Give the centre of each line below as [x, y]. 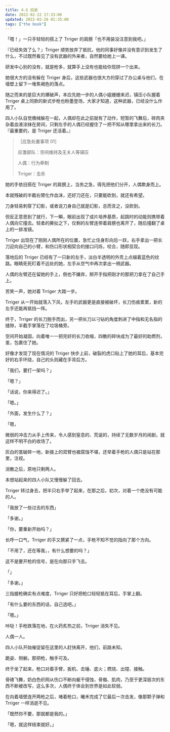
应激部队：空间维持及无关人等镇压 [53, 152]
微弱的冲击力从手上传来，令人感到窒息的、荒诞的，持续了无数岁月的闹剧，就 [85, 435]
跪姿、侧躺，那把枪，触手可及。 [38, 658]
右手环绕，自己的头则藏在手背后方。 [52, 360]
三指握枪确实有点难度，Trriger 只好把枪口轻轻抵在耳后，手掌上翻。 [75, 594]
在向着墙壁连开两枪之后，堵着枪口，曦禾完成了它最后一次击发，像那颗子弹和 [85, 697]
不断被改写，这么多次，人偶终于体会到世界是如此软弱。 [67, 686]
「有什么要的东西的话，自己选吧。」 [42, 605]
